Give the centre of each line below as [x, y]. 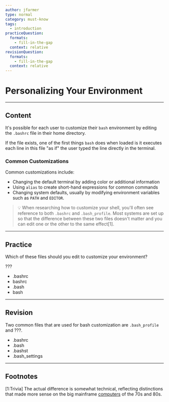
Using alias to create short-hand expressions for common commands [85, 187]
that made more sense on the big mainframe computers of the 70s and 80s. [84, 394]
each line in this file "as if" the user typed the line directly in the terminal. [80, 148]
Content [18, 115]
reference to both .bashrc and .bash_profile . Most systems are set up [91, 213]
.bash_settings [27, 356]
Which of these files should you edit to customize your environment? [76, 257]
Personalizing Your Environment [74, 91]
